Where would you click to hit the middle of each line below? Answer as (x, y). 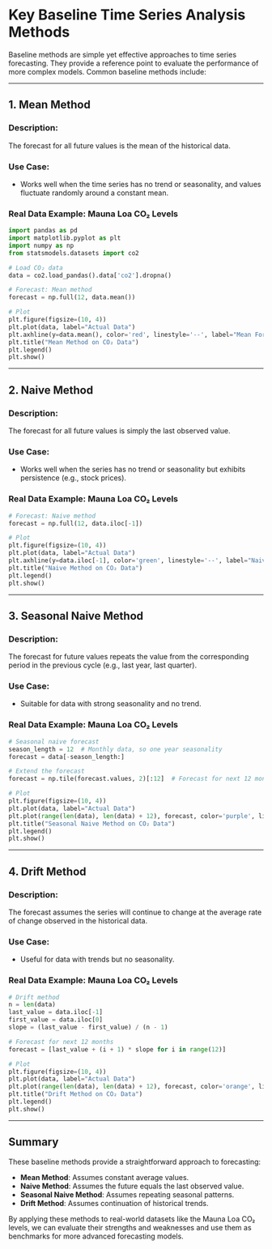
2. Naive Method (51, 390)
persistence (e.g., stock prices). (73, 478)
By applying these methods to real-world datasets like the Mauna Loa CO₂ (132, 1219)
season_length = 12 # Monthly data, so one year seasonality (115, 749)
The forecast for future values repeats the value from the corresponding (129, 657)
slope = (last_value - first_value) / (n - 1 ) (88, 1027)
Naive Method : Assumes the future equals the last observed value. (132, 1186)
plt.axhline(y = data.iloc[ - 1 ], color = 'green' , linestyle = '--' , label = (128, 561)
